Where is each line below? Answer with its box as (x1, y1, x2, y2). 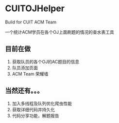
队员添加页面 (12, 64, 38, 71)
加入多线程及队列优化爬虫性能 (12, 101, 72, 106)
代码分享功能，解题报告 (12, 113, 59, 119)
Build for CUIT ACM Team (5, 19, 57, 25)
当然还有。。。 (5, 86, 44, 95)
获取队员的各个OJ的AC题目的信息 (12, 59, 79, 64)
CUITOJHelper (5, 3, 65, 14)
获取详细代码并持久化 (12, 106, 55, 112)
